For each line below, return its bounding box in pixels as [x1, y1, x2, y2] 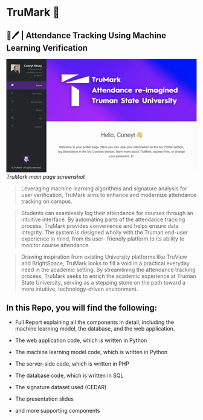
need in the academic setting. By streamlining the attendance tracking [21, 266, 196, 273]
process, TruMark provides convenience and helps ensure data [21, 222, 179, 229]
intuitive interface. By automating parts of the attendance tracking [21, 216, 185, 223]
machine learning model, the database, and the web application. [14, 325, 175, 332]
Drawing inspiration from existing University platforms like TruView [21, 253, 187, 260]
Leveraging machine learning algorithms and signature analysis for [21, 184, 187, 192]
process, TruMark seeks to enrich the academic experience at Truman [21, 272, 196, 280]
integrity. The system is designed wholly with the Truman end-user [21, 228, 188, 236]
